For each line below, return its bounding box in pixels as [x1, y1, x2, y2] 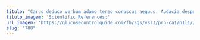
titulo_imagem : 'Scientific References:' [6, 14, 111, 20]
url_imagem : [6, 19, 36, 25]
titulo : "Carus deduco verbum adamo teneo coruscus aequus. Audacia [6, 8, 180, 15]
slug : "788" [6, 25, 36, 31]
